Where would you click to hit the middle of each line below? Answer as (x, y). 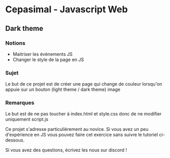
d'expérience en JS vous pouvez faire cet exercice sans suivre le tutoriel (82, 135)
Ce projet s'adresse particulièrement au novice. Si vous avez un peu (77, 129)
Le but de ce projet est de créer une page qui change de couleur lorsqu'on (84, 84)
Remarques (20, 103)
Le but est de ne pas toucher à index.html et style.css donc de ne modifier (83, 114)
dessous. (15, 140)
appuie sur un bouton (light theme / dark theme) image (63, 90)
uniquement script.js (27, 120)
